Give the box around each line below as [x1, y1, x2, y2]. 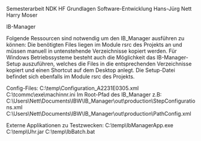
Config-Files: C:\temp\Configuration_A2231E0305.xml [6, 85, 139, 92]
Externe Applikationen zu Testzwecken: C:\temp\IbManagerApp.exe [6, 122, 174, 128]
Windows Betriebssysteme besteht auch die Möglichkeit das [6, 54, 156, 61]
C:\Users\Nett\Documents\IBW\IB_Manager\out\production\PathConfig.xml [6, 110, 191, 117]
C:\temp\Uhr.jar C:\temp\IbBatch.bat [6, 128, 95, 135]
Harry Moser [6, 11, 38, 19]
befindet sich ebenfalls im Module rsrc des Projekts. [6, 73, 135, 80]
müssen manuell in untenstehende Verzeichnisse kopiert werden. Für [6, 47, 177, 55]
